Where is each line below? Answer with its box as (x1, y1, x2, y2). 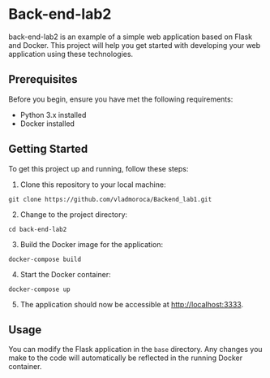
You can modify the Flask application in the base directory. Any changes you (8, 345, 263, 354)
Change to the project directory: (19, 209, 128, 219)
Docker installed (19, 119, 75, 128)
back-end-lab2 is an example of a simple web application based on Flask (8, 32, 253, 41)
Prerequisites (8, 72, 78, 86)
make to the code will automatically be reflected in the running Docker (8, 353, 243, 363)
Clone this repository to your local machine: (19, 180, 166, 189)
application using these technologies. (8, 49, 134, 59)
